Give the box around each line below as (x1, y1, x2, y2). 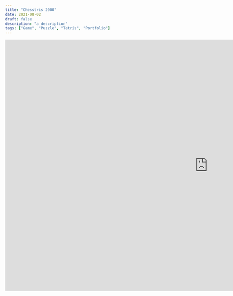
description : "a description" (5, 21, 68, 26)
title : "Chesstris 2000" (5, 7, 57, 12)
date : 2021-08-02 (5, 12, 41, 17)
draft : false (5, 16, 32, 21)
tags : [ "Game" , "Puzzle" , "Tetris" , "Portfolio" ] (5, 26, 111, 31)
